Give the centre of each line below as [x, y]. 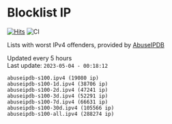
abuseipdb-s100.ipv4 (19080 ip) [53, 78]
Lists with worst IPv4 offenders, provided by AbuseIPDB [86, 45]
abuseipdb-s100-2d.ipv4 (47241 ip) [58, 90]
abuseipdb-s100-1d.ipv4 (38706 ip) [58, 84]
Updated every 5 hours [40, 58]
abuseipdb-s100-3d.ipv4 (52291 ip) [58, 96]
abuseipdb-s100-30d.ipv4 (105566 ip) [61, 108]
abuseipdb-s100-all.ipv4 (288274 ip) [61, 114]
